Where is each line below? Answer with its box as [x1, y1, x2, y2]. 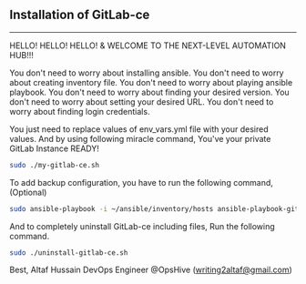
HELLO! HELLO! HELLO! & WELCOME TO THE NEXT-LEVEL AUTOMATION [9, 40, 287, 51]
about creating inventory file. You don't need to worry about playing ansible [9, 76, 293, 87]
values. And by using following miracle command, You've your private [9, 133, 271, 144]
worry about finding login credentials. [9, 106, 150, 117]
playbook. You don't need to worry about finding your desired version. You [9, 86, 290, 97]
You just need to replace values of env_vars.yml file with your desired [9, 123, 269, 135]
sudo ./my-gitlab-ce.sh [9, 160, 100, 169]
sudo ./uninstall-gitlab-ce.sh [9, 248, 128, 258]
